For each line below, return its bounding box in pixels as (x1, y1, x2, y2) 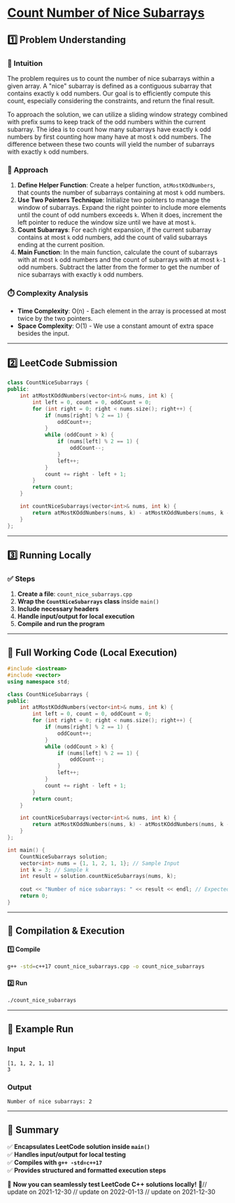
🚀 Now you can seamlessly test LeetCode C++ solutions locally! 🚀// (7, 1181, 208, 1189)
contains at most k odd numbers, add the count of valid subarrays (17, 233, 208, 241)
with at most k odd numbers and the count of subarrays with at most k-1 (17, 255, 226, 264)
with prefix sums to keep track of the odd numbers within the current (7, 117, 206, 126)
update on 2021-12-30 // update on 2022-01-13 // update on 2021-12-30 (7, 1188, 215, 1196)
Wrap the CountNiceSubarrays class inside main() (17, 597, 159, 606)
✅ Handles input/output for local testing (7, 1150, 126, 1159)
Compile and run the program (17, 620, 105, 628)
